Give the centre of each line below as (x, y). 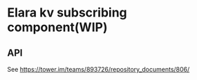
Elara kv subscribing (67, 13)
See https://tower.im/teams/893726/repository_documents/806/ (98, 69)
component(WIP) (57, 27)
